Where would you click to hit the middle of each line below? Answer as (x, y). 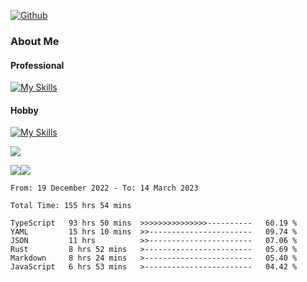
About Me (35, 41)
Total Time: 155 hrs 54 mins (71, 206)
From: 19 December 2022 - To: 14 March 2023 (104, 188)
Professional (37, 65)
